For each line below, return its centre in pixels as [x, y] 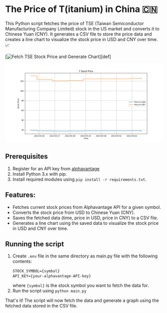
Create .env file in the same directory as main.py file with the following [85, 256]
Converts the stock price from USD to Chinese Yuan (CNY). [73, 212]
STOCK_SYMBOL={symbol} [36, 271]
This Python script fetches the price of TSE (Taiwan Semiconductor [74, 23]
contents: [22, 261]
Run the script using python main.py [49, 291]
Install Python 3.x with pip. [40, 174]
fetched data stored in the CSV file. [41, 306]
